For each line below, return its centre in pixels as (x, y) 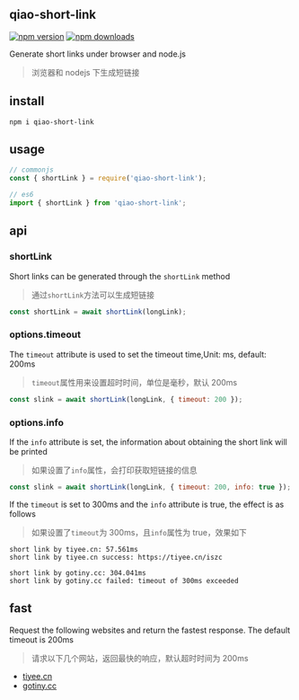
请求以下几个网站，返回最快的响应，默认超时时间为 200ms (140, 658)
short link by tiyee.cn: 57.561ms (74, 549)
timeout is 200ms (42, 639)
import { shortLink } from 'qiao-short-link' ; (98, 203)
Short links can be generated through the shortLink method (120, 276)
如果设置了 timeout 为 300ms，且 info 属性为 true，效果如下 (139, 532)
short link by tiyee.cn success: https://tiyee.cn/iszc (116, 557)
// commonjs (31, 170)
